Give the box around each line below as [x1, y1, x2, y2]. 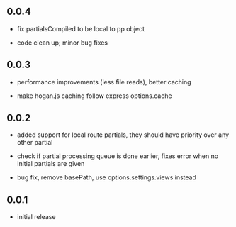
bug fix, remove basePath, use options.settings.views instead [16, 173, 196, 182]
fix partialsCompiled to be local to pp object [16, 24, 145, 33]
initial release [16, 213, 56, 221]
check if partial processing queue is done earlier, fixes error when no [16, 152, 219, 160]
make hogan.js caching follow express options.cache [16, 92, 172, 100]
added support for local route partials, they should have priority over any [16, 131, 230, 139]
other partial [16, 138, 53, 147]
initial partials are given [16, 160, 85, 168]
